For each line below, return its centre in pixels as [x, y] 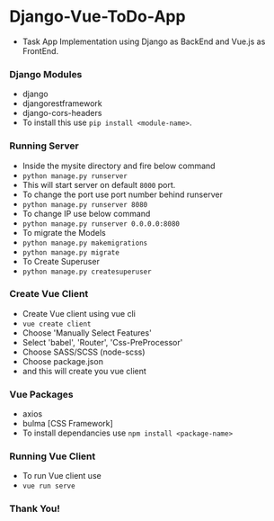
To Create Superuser [61, 261]
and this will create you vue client [84, 371]
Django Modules [46, 74]
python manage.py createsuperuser [87, 272]
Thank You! [35, 508]
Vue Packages [41, 394]
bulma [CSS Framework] [68, 424]
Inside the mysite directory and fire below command [119, 166]
